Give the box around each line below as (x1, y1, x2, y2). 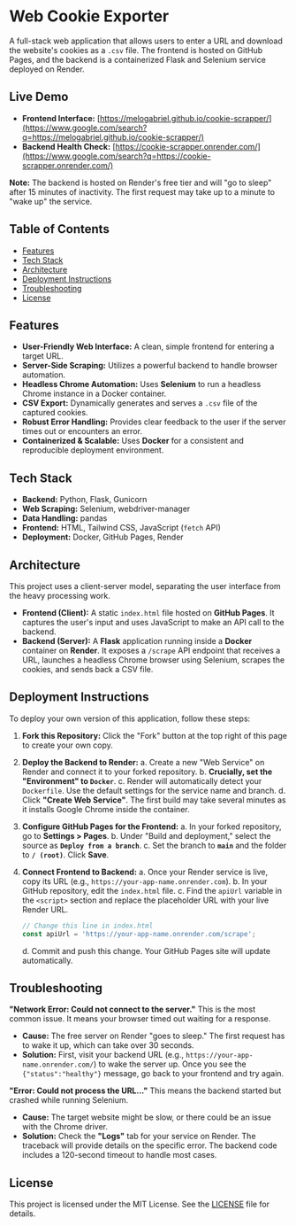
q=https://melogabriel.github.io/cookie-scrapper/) (21, 131, 205, 143)
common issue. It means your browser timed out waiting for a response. (9, 1013, 271, 1024)
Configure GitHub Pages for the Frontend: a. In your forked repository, (21, 821, 282, 832)
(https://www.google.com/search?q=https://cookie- (21, 151, 211, 161)
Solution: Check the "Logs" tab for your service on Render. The (21, 1131, 256, 1142)
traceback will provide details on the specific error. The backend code (21, 1140, 277, 1151)
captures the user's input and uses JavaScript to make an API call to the (21, 617, 285, 627)
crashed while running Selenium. (9, 1095, 129, 1106)
